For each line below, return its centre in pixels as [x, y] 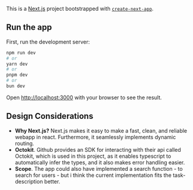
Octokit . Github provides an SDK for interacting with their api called [98, 149]
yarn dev [17, 64]
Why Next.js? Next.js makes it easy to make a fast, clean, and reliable [101, 130]
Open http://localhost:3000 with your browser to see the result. [84, 97]
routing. [24, 143]
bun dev [16, 86]
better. [52, 181]
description [29, 181]
